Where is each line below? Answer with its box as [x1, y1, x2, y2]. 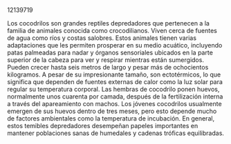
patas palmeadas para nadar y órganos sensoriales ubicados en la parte [7, 48, 213, 56]
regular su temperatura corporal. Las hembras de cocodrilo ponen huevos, [7, 85, 220, 93]
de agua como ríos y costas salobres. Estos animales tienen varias [7, 34, 197, 42]
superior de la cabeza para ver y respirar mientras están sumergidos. [7, 56, 204, 64]
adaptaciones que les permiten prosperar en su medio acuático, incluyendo [7, 41, 223, 49]
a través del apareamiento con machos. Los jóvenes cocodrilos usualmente [7, 100, 223, 107]
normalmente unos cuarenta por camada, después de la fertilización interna [7, 92, 223, 101]
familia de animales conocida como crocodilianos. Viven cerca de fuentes [7, 27, 218, 34]
